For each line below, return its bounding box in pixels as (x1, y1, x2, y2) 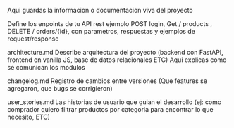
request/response (7, 34, 59, 43)
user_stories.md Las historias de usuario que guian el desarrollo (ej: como (7, 98, 222, 106)
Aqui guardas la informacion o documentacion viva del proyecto (7, 6, 194, 14)
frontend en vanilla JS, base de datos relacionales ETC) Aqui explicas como (7, 56, 227, 64)
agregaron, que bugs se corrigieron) (7, 84, 113, 92)
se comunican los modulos (7, 63, 86, 71)
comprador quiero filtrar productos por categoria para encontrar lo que (7, 105, 214, 113)
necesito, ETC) (7, 113, 51, 121)
